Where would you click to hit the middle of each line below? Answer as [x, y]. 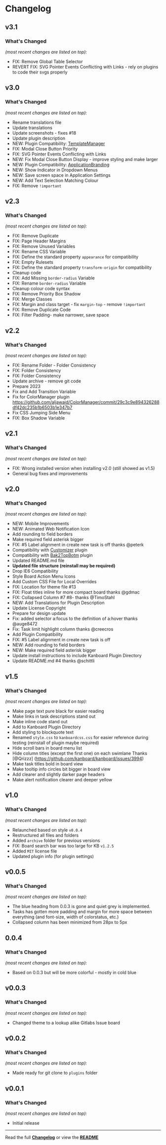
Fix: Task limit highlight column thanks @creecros [63, 629]
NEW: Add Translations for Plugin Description [58, 603]
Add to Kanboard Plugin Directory [47, 727]
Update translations [32, 128]
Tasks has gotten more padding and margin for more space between [82, 912]
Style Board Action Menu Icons [44, 576]
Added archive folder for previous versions [56, 840]
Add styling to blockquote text [43, 732]
